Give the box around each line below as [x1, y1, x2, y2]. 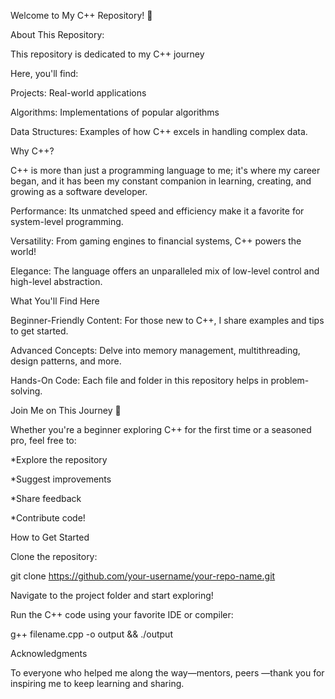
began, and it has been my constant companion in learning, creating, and [10, 175, 312, 187]
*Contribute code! [10, 512, 86, 524]
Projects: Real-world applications [10, 87, 147, 99]
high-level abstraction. [10, 276, 103, 287]
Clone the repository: [10, 551, 98, 562]
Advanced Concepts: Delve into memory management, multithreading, [10, 345, 301, 356]
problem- [270, 375, 310, 386]
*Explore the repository [10, 454, 108, 465]
